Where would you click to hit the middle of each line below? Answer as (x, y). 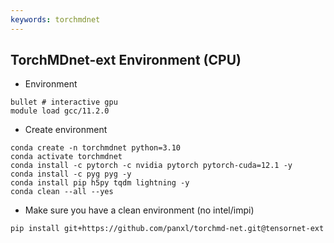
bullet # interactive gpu (64, 102)
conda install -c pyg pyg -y (71, 174)
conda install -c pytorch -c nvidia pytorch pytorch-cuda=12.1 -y (151, 166)
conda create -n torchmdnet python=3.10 (96, 148)
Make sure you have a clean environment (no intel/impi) (139, 210)
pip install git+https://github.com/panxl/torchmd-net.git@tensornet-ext (167, 229)
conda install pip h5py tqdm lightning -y (100, 183)
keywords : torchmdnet (55, 19)
